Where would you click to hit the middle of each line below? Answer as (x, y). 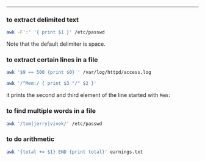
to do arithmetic (31, 139)
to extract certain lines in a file (52, 60)
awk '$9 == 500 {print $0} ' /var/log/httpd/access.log (79, 73)
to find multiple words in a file (51, 111)
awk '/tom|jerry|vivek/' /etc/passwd (54, 123)
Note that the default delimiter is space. (56, 44)
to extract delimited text (43, 20)
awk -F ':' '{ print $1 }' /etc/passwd (56, 32)
